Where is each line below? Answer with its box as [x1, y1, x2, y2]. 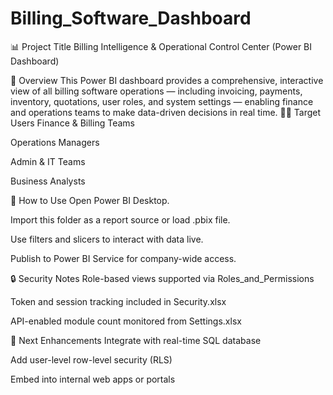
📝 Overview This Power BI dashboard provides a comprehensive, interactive [10, 74, 324, 86]
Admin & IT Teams [10, 155, 86, 167]
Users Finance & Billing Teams [10, 117, 135, 129]
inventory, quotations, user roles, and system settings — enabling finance [10, 95, 314, 107]
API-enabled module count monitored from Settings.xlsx [10, 315, 242, 327]
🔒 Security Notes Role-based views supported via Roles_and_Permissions [10, 272, 315, 284]
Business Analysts [10, 175, 86, 187]
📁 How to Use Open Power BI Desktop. [10, 194, 170, 206]
